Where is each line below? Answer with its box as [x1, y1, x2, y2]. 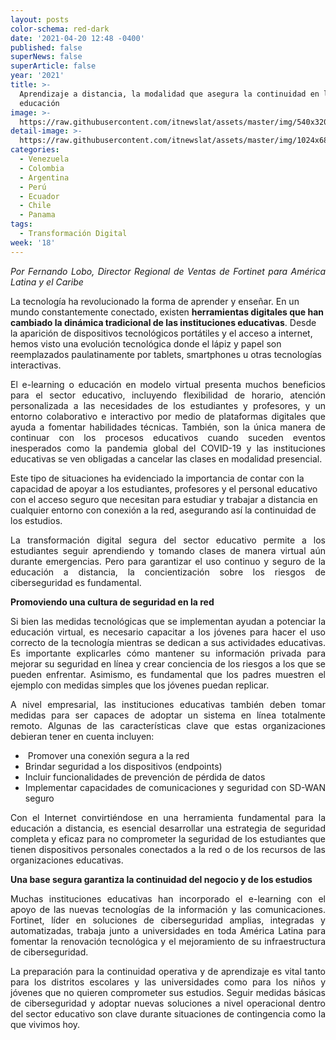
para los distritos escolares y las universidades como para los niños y [10, 976, 326, 988]
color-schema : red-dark [10, 24, 110, 34]
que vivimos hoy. [10, 1018, 81, 1030]
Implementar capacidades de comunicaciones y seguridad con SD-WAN [24, 781, 326, 793]
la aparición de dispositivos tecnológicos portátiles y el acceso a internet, [10, 327, 313, 339]
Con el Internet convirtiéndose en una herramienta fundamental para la [10, 811, 326, 823]
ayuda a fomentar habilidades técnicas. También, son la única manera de [10, 421, 326, 433]
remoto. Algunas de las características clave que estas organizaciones [10, 719, 326, 731]
